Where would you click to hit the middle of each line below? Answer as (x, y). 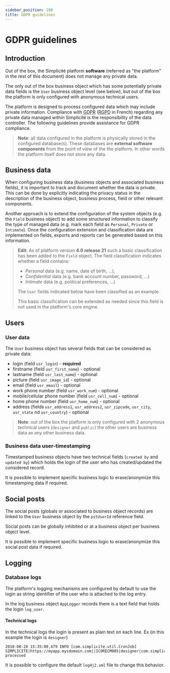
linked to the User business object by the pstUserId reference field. (75, 517)
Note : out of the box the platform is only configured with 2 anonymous (91, 422)
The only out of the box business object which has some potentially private (83, 86)
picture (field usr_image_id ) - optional (52, 380)
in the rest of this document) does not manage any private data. (72, 76)
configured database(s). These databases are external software (85, 143)
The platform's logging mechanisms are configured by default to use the (81, 588)
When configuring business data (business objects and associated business (84, 182)
